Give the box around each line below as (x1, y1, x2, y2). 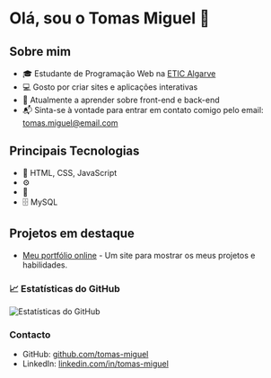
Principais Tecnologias (9, 144, 140, 159)
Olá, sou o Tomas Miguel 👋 (9, 8, 211, 29)
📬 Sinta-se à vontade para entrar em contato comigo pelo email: (22, 105, 264, 115)
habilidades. (22, 259, 68, 270)
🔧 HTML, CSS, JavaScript (22, 167, 118, 178)
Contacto (9, 328, 51, 340)
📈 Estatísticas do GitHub (9, 282, 120, 294)
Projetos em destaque (9, 226, 135, 242)
